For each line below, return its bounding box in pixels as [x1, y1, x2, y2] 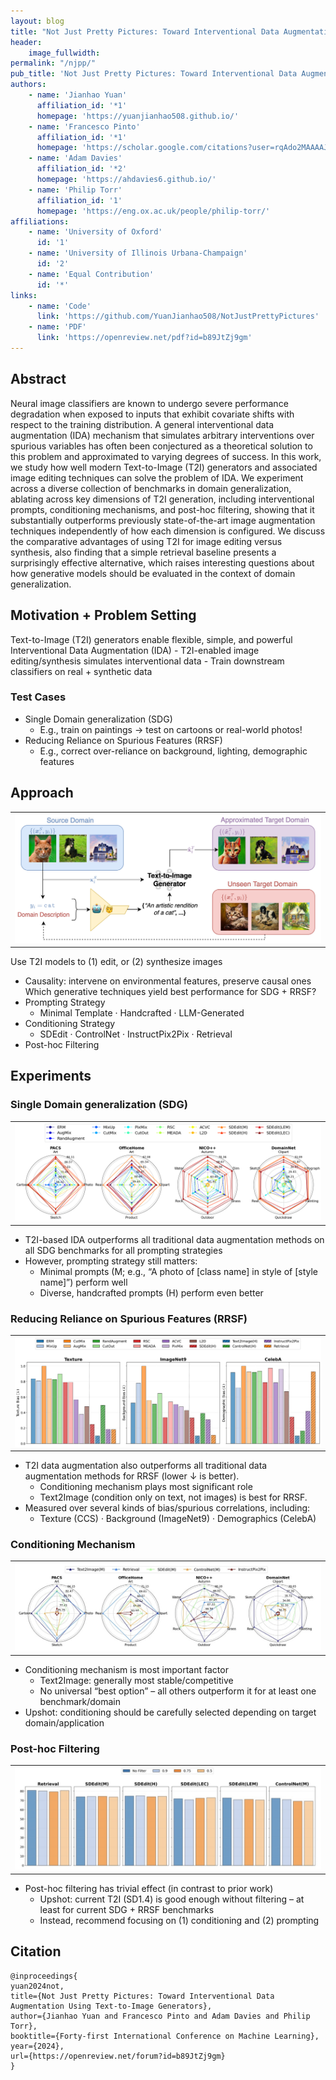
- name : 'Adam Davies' [28, 153, 123, 164]
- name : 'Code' [28, 301, 92, 311]
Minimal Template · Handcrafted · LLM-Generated [39, 1007, 245, 1019]
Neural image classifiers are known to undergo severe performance [10, 397, 289, 409]
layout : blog [10, 16, 65, 26]
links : [10, 290, 38, 300]
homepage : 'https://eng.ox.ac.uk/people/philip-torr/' [36, 206, 271, 216]
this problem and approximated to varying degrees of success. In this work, [10, 450, 322, 462]
